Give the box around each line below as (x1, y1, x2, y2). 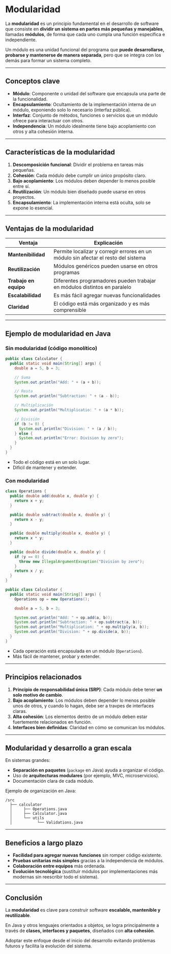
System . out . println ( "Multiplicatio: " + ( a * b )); (14, 408, 124, 413)
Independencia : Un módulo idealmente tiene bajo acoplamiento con (12, 123, 156, 129)
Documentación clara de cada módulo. (12, 778, 94, 784)
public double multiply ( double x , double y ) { (10, 531, 110, 536)
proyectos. (12, 194, 36, 200)
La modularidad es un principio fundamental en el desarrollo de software (5, 20, 159, 26)
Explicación (94, 240, 123, 247)
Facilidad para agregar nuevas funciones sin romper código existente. (12, 852, 162, 858)
